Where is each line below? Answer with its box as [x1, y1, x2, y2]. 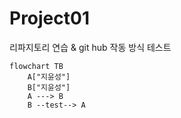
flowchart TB [9, 61, 64, 71]
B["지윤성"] [27, 82, 71, 92]
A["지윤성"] [27, 72, 71, 82]
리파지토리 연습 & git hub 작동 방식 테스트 [9, 41, 172, 53]
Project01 [9, 7, 90, 30]
